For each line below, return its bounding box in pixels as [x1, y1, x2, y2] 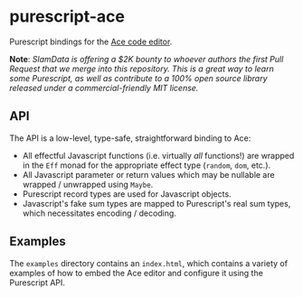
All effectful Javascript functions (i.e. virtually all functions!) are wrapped [22, 150, 295, 161]
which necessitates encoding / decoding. [22, 208, 176, 218]
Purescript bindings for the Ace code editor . [9, 36, 173, 47]
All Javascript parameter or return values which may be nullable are [22, 169, 275, 180]
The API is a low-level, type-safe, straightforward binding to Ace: [9, 133, 251, 144]
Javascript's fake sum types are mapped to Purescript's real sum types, [22, 198, 291, 209]
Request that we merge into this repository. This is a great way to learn [9, 63, 274, 74]
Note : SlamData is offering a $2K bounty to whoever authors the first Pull [9, 53, 284, 64]
